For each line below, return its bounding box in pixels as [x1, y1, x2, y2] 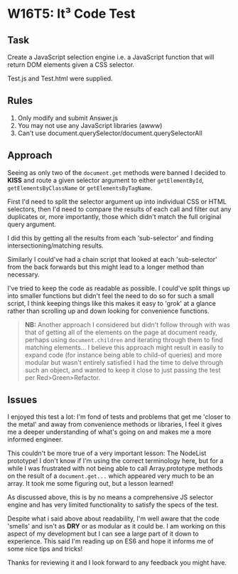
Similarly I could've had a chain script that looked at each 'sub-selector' [7, 255, 218, 263]
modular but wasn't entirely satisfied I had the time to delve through [24, 358, 224, 366]
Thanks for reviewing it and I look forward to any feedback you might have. [7, 558, 227, 567]
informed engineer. [7, 435, 63, 444]
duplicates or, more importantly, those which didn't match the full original [7, 212, 222, 220]
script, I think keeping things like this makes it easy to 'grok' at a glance [7, 299, 217, 307]
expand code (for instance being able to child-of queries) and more [24, 351, 222, 359]
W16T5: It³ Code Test [7, 6, 136, 22]
